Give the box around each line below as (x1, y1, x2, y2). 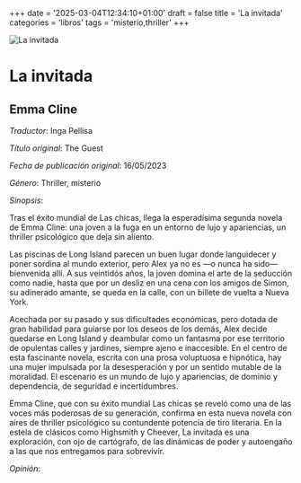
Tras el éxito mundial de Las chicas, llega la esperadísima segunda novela (9, 213, 283, 223)
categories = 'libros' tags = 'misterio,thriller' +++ (9, 17, 190, 28)
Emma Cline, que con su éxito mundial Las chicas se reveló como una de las (9, 399, 292, 408)
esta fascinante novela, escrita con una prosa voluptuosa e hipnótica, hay (9, 352, 282, 363)
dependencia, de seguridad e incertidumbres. (9, 381, 179, 391)
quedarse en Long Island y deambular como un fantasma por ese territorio (9, 333, 286, 344)
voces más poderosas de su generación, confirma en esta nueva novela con (9, 408, 292, 418)
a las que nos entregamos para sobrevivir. (9, 446, 164, 456)
